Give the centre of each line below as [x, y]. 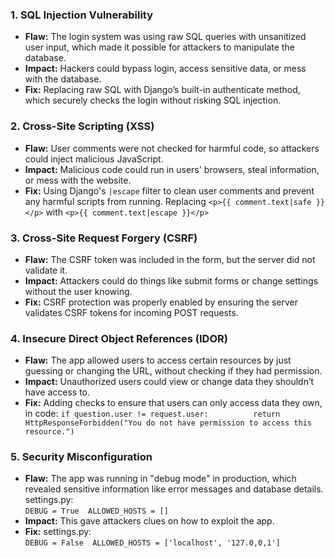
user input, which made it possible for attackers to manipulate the [159, 47]
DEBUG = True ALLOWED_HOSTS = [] [96, 511]
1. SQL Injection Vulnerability [82, 15]
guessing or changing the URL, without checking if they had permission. [173, 371]
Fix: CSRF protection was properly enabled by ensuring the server [161, 302]
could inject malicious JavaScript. [94, 159]
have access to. [57, 392]
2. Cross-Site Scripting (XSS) [82, 126]
